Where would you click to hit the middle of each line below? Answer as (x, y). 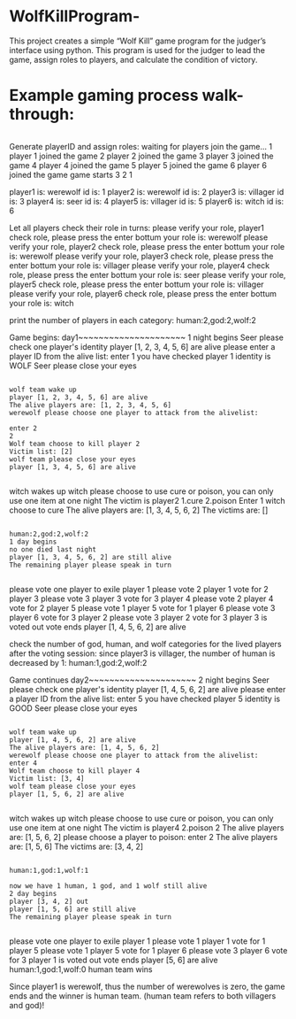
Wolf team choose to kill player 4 (75, 771)
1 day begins (33, 542)
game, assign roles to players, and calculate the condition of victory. (133, 59)
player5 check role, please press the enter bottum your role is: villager (137, 284)
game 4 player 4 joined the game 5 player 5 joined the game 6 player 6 (138, 165)
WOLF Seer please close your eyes (73, 366)
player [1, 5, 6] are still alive (73, 909)
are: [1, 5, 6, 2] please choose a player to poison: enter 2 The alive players (144, 837)
